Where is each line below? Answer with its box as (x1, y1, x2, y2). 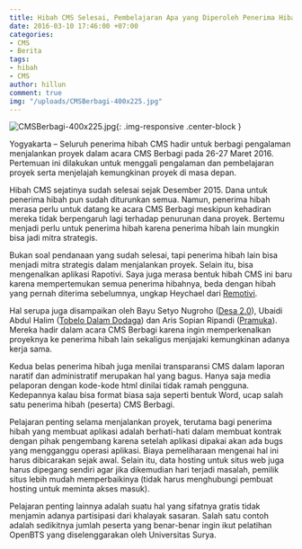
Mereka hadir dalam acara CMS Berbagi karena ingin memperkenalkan (9, 324, 271, 335)
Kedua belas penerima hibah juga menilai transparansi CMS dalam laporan (9, 361, 285, 372)
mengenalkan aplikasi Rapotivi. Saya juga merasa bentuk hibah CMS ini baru (9, 269, 293, 279)
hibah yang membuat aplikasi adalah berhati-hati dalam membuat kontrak (9, 426, 282, 437)
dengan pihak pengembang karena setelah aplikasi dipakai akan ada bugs (9, 436, 283, 447)
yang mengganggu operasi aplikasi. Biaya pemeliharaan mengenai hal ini (9, 446, 279, 456)
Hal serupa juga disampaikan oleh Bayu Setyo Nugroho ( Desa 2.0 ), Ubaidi (9, 305, 283, 316)
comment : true (9, 88, 63, 97)
